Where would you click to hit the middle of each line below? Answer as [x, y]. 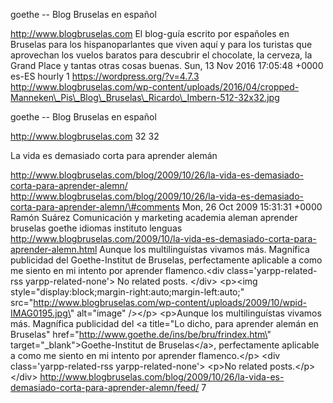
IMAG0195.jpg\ [40, 313]
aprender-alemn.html [54, 249]
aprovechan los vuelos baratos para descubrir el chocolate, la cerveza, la [161, 55]
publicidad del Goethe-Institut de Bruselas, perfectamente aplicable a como [166, 260]
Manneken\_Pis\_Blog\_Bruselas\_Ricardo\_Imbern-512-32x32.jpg [145, 97]
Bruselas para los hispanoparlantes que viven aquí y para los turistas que [161, 44]
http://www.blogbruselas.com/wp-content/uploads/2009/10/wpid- [170, 302]
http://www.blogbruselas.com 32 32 [85, 136]
